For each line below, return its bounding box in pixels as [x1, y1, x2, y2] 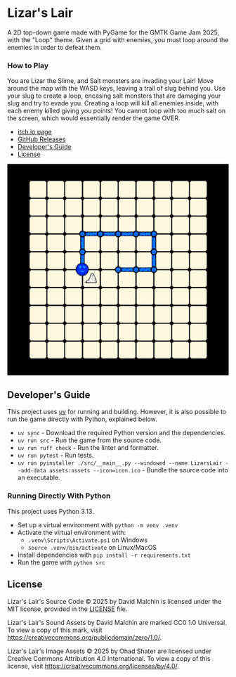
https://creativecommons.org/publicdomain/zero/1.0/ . [7, 633, 162, 641]
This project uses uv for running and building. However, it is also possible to [7, 408, 227, 416]
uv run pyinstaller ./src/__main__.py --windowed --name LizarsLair [17, 460, 223, 467]
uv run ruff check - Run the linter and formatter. [17, 444, 159, 452]
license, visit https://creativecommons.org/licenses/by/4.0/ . [7, 662, 180, 670]
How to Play [7, 60, 49, 70]
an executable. [17, 473, 61, 482]
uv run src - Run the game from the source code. [17, 436, 162, 444]
